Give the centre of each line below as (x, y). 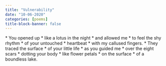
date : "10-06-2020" (25, 14)
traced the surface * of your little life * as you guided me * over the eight (80, 48)
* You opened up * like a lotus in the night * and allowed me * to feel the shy (83, 38)
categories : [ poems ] (27, 19)
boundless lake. (21, 59)
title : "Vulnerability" (30, 10)
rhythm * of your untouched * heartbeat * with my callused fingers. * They (82, 43)
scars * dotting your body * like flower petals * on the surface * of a (75, 54)
